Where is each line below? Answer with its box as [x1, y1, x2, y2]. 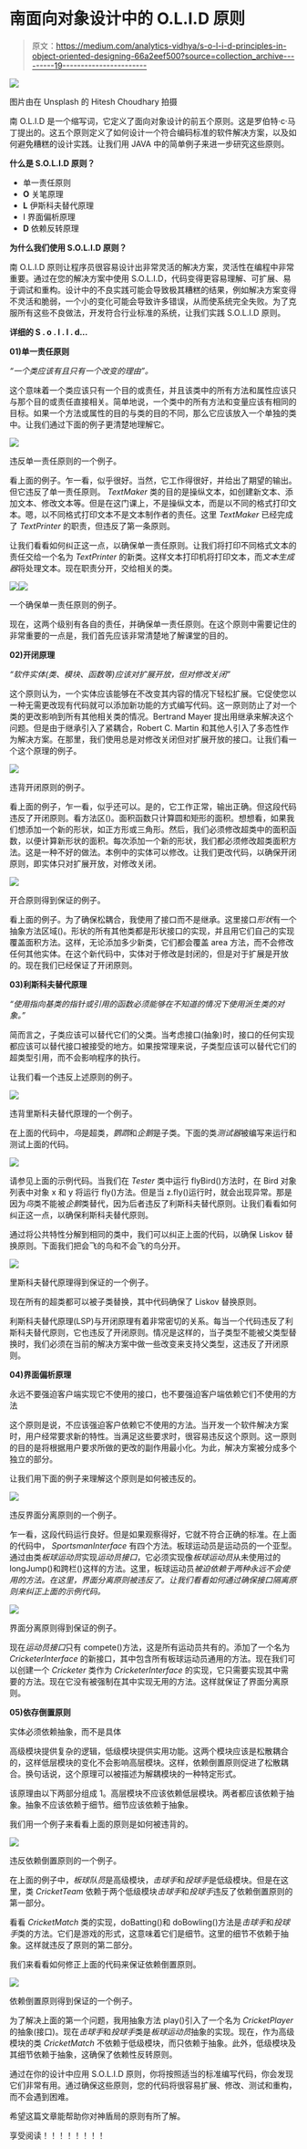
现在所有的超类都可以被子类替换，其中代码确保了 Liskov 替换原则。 [9, 1296, 261, 1307]
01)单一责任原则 [9, 346, 70, 357]
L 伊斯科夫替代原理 [22, 200, 94, 211]
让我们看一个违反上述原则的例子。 [9, 1071, 138, 1082]
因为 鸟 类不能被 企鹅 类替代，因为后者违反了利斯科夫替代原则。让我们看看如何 [9, 1197, 297, 1209]
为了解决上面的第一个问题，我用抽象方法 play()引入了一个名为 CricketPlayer [9, 2014, 294, 2026]
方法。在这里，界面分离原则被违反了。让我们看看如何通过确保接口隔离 [25, 1574, 289, 1585]
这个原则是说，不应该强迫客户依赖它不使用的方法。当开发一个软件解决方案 [9, 1419, 289, 1430]
